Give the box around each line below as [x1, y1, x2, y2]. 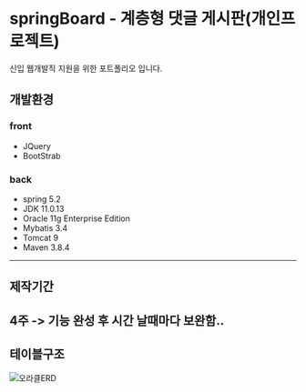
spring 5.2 [22, 193, 61, 205]
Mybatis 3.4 [22, 222, 68, 233]
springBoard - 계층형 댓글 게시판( [9, 8, 252, 29]
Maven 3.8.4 [22, 242, 70, 253]
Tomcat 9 [22, 232, 59, 243]
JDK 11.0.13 [22, 203, 65, 214]
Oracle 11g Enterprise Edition [22, 213, 130, 224]
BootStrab [22, 150, 61, 161]
